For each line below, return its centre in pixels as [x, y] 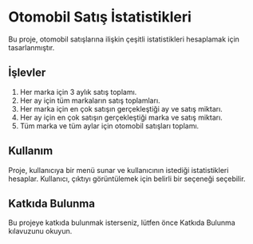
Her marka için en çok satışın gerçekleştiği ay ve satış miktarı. [121, 108]
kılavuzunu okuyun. [40, 231]
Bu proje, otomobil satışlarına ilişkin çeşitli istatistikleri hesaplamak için [124, 39]
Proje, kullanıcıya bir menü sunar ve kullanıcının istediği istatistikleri [119, 170]
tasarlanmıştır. [32, 47]
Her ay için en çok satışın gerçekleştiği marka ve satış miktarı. [121, 117]
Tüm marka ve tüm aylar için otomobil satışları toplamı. [109, 126]
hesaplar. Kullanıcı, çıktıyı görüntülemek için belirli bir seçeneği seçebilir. [127, 179]
